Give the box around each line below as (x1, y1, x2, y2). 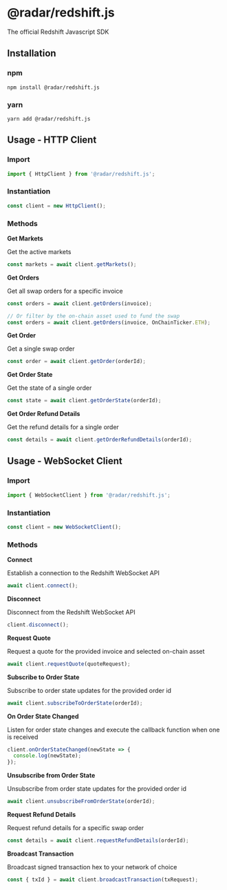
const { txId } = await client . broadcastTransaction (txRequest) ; (7, 876, 198, 883)
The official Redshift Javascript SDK (7, 28, 109, 36)
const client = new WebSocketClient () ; (7, 524, 122, 530)
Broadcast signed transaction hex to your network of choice (7, 862, 177, 871)
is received (7, 732, 39, 741)
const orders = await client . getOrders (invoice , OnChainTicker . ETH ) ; (7, 319, 211, 326)
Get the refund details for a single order (7, 423, 119, 431)
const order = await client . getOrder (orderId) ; (7, 358, 147, 365)
